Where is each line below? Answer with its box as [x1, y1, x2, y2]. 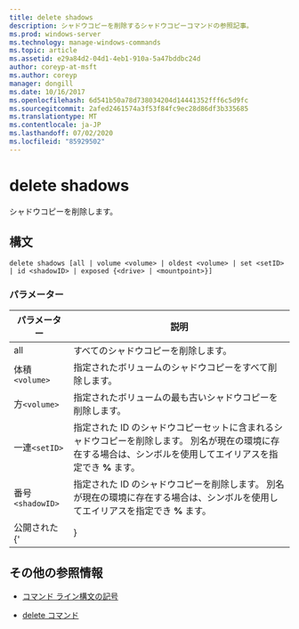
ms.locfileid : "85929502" [9, 137, 105, 146]
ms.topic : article [9, 46, 77, 55]
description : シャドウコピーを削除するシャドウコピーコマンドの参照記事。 [9, 21, 254, 30]
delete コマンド [21, 609, 79, 620]
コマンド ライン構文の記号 [21, 591, 118, 601]
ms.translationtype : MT [9, 112, 98, 121]
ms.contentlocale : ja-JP [9, 121, 101, 130]
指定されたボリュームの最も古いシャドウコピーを [73, 391, 279, 403]
